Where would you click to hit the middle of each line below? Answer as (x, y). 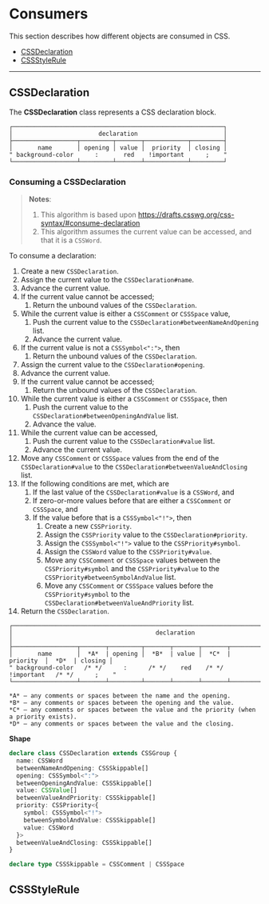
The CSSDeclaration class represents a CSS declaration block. (113, 112)
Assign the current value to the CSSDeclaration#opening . (113, 365)
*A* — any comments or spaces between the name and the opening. (120, 696)
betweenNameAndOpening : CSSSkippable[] (83, 768)
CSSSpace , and (55, 510)
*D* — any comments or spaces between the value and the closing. (122, 724)
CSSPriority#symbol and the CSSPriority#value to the (132, 569)
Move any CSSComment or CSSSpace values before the (129, 586)
